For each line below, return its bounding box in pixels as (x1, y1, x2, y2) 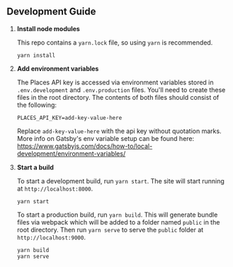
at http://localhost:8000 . (16, 184, 93, 193)
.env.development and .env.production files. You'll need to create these (16, 85, 226, 94)
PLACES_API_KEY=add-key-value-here (16, 114, 123, 121)
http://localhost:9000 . (16, 233, 86, 242)
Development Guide (6, 6, 96, 18)
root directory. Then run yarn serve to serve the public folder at (16, 225, 204, 234)
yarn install (16, 52, 56, 59)
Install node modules (16, 24, 81, 33)
